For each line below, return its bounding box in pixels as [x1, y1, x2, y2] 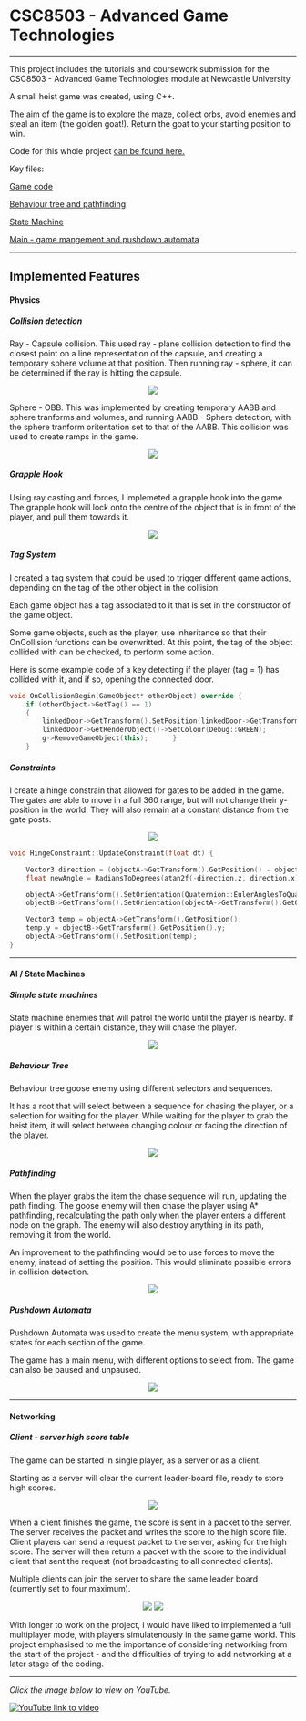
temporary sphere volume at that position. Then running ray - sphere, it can [9, 357, 293, 368]
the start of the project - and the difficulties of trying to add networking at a [9, 1648, 292, 1659]
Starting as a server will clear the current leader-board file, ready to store [9, 1472, 284, 1483]
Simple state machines [9, 989, 98, 1000]
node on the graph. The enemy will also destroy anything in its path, [9, 1220, 264, 1231]
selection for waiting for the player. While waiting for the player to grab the [9, 1110, 289, 1121]
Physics [9, 294, 41, 305]
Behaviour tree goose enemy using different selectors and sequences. [9, 1083, 273, 1094]
